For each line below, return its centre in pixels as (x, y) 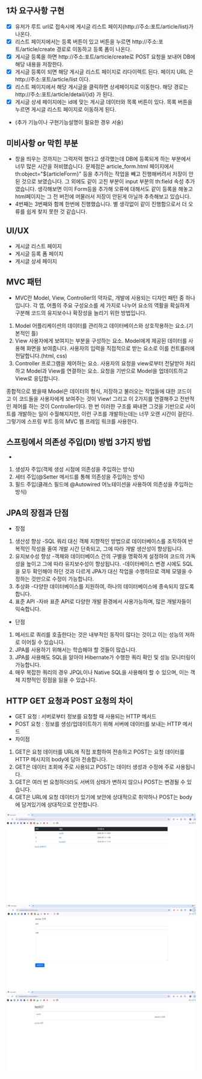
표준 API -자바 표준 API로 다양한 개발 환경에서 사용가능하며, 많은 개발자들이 (103, 602)
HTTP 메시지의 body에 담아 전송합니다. (61, 760)
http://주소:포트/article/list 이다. (52, 80)
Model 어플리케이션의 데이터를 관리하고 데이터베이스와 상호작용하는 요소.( (102, 326)
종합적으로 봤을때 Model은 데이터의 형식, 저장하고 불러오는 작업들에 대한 (91, 391)
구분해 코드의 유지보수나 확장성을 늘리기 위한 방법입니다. (81, 313)
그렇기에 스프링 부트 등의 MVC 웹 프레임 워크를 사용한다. (72, 421)
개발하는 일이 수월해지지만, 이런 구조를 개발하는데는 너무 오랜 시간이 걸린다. (106, 414)
